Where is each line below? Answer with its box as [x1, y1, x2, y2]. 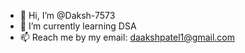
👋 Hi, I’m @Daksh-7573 [19, 10, 116, 21]
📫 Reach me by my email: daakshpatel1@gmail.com [19, 31, 235, 43]
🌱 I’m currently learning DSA [19, 20, 137, 32]
